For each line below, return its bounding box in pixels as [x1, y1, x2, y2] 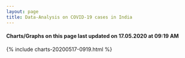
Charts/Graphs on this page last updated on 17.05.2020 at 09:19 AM [6, 33, 179, 40]
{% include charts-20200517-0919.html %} [6, 46, 113, 53]
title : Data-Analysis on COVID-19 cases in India [6, 14, 133, 20]
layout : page [6, 8, 39, 15]
